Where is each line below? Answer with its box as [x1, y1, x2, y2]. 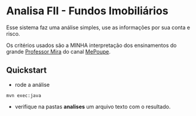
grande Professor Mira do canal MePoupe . [6, 48, 111, 55]
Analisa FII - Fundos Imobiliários [6, 4, 169, 18]
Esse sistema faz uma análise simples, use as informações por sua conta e [6, 24, 190, 31]
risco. [6, 30, 20, 37]
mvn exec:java [6, 92, 42, 99]
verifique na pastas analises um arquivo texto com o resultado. [14, 103, 171, 110]
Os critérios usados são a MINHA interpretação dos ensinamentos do [6, 42, 177, 49]
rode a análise [14, 81, 50, 88]
